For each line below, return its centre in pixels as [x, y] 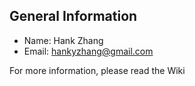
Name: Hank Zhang [63, 40]
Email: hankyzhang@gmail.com [88, 51]
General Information [73, 16]
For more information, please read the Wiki [97, 70]
